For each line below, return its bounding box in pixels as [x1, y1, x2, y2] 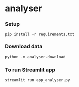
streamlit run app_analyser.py [5, 77, 70, 82]
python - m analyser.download [5, 54, 66, 59]
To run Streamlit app [5, 66, 56, 73]
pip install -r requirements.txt [5, 32, 75, 37]
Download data [5, 43, 43, 50]
